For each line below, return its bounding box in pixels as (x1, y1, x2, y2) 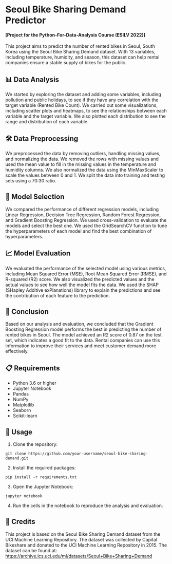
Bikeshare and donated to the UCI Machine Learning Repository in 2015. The (5, 542, 167, 548)
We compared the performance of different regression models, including (5, 206, 159, 212)
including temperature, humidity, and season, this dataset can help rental (5, 54, 160, 60)
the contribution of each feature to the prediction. (5, 292, 110, 298)
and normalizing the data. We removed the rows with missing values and (5, 156, 159, 162)
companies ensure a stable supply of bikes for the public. (5, 60, 127, 66)
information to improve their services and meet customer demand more (5, 343, 157, 349)
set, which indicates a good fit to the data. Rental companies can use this (5, 337, 160, 344)
